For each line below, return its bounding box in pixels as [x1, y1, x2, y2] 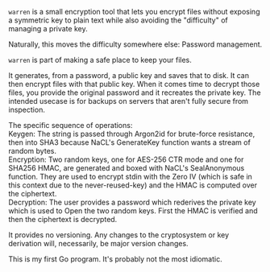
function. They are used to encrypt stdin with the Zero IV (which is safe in [8, 172, 252, 181]
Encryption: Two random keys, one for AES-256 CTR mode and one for [8, 155, 244, 164]
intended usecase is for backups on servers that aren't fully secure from [8, 97, 248, 105]
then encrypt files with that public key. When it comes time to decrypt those [8, 80, 260, 89]
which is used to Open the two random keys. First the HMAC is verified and [8, 206, 258, 216]
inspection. [8, 105, 46, 114]
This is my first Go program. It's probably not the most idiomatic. [8, 254, 223, 264]
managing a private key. [8, 24, 88, 33]
